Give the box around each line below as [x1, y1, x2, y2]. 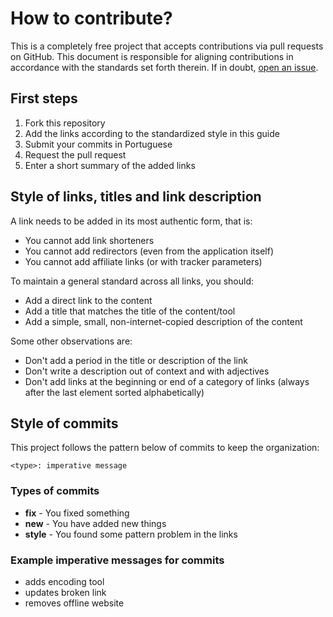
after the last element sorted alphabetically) [24, 386, 205, 398]
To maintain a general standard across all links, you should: [10, 275, 254, 287]
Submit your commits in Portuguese [24, 138, 173, 150]
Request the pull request [24, 148, 127, 161]
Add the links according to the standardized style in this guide [24, 127, 280, 139]
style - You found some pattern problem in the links [24, 528, 238, 540]
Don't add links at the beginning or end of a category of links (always [24, 375, 310, 387]
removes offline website [24, 597, 125, 609]
